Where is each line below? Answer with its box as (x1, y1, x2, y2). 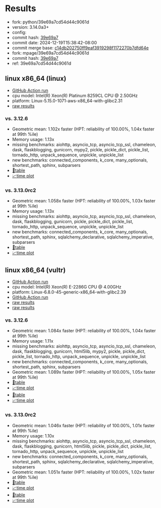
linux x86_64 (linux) (5, 74, 67, 83)
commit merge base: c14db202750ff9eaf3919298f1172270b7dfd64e (12, 45, 149, 51)
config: (12, 29, 27, 35)
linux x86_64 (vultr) (5, 266, 66, 274)
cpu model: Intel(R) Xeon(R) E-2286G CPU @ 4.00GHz (12, 284, 122, 290)
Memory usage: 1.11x (12, 338, 54, 344)
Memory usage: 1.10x (12, 433, 54, 438)
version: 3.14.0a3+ (12, 24, 49, 30)
